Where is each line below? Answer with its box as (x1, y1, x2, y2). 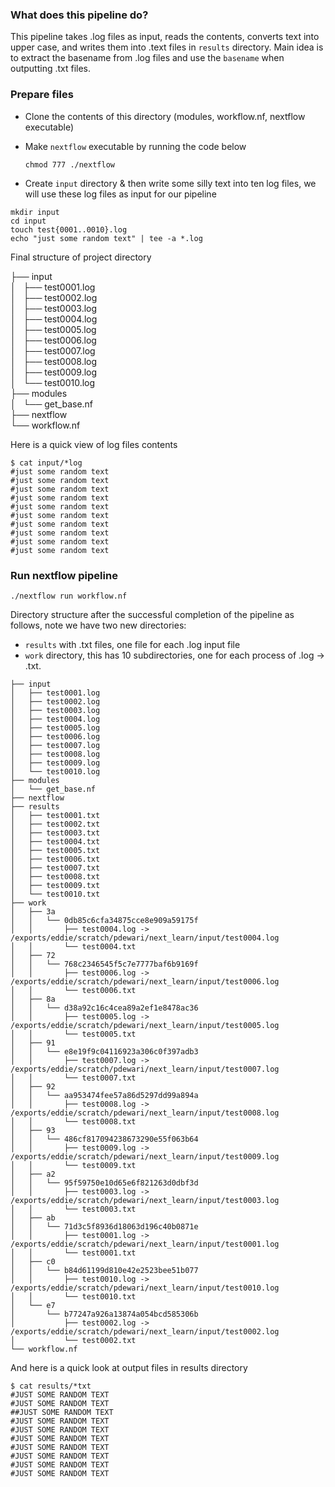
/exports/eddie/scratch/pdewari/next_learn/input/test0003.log (10, 1195, 280, 1205)
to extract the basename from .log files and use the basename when (10, 52, 285, 64)
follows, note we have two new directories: (10, 619, 187, 631)
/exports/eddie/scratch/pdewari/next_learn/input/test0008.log (10, 1108, 280, 1118)
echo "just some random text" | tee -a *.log (10, 233, 203, 243)
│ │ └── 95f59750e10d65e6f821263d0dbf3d (10, 1178, 199, 1188)
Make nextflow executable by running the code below (24, 140, 247, 152)
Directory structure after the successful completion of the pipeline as (10, 608, 295, 620)
